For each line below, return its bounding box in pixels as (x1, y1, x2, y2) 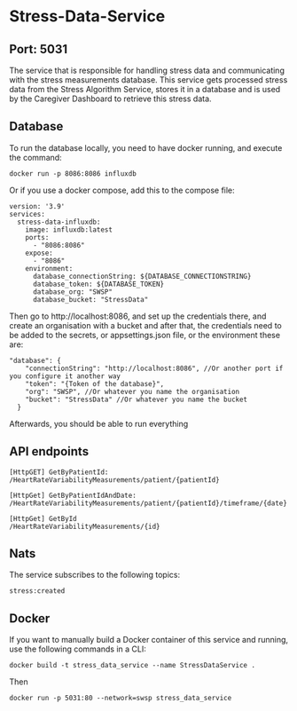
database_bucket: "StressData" (32, 295, 149, 304)
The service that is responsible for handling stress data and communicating (9, 65, 285, 75)
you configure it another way (9, 371, 121, 381)
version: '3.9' (9, 201, 66, 210)
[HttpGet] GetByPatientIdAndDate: (9, 491, 137, 500)
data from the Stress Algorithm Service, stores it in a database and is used (9, 84, 281, 94)
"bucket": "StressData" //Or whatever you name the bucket (25, 395, 248, 404)
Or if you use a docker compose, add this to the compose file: (9, 185, 235, 195)
